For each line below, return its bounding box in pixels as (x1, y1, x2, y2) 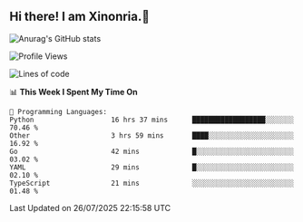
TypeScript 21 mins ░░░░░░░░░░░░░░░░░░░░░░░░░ (9, 179, 295, 188)
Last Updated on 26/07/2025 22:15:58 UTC (9, 202, 171, 213)
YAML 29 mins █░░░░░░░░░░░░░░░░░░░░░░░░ (9, 162, 295, 172)
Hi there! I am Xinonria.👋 (9, 9, 151, 24)
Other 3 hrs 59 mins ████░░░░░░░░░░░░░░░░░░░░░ (9, 130, 295, 140)
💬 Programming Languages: (9, 107, 107, 116)
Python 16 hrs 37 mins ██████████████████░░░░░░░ (9, 115, 295, 124)
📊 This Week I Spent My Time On (9, 86, 138, 97)
